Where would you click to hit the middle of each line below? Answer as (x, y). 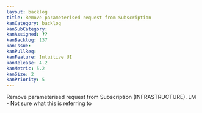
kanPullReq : (21, 52)
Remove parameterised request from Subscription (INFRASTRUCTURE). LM (101, 97)
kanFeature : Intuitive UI (39, 57)
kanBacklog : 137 (27, 40)
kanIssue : (19, 46)
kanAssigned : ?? (27, 35)
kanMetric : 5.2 (26, 68)
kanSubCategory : (27, 29)
